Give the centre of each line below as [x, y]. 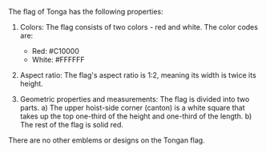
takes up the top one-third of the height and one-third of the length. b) [136, 116]
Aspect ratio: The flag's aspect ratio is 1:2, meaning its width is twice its [138, 75]
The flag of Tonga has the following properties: [86, 12]
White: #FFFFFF [58, 60]
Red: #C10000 [56, 51]
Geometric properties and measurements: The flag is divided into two [135, 99]
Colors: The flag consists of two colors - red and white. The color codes [139, 27]
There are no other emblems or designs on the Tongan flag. [107, 140]
